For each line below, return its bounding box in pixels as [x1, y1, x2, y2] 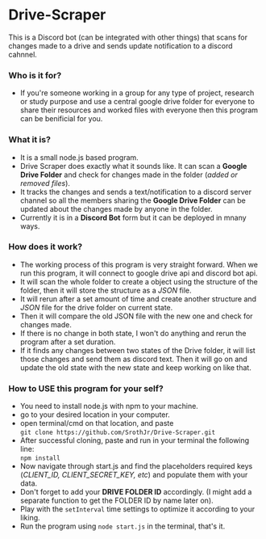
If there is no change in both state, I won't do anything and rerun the [19, 328, 247, 338]
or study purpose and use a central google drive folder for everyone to [19, 97, 256, 107]
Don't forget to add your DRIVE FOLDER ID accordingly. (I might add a [19, 487, 252, 497]
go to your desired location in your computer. [19, 410, 171, 419]
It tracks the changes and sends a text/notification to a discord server [19, 187, 252, 196]
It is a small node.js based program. [19, 152, 139, 162]
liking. [19, 513, 40, 523]
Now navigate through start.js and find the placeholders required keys [19, 461, 253, 471]
